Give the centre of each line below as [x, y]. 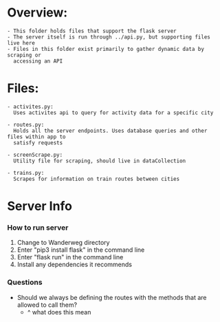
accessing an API [38, 61]
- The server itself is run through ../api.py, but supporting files [109, 37]
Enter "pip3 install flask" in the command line [81, 250]
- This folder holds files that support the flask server [92, 31]
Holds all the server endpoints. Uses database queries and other [110, 131]
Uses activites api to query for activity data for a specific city [113, 112]
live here [21, 43]
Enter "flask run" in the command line [70, 257]
